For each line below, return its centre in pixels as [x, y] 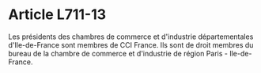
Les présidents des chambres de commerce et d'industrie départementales [131, 36]
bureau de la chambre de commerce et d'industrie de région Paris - [118, 53]
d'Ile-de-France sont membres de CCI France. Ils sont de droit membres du [131, 44]
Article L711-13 [57, 15]
